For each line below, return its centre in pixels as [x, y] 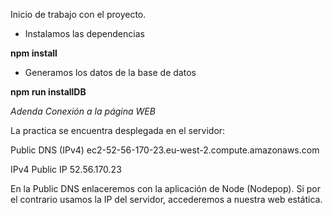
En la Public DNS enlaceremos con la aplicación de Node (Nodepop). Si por [165, 188]
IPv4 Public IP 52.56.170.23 [66, 169]
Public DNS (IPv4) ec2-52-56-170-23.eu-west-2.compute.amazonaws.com [165, 150]
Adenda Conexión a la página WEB [83, 111]
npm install [34, 53]
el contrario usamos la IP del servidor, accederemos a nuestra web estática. [166, 199]
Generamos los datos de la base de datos [110, 72]
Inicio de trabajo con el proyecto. [78, 14]
